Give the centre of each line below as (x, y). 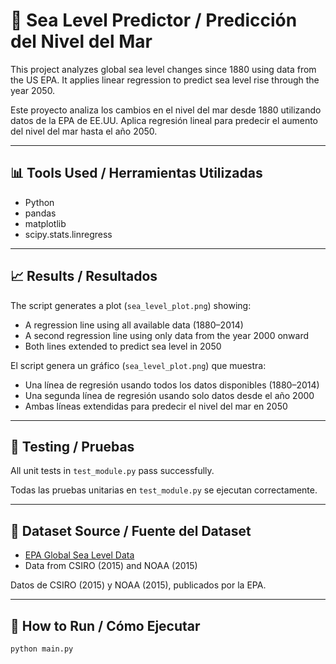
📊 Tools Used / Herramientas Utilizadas (136, 173)
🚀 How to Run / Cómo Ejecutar (105, 625)
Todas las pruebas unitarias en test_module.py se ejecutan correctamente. (164, 490)
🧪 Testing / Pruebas (72, 446)
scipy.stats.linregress (68, 234)
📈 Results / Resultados (84, 276)
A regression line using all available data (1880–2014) (134, 325)
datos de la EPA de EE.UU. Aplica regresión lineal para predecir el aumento (164, 120)
